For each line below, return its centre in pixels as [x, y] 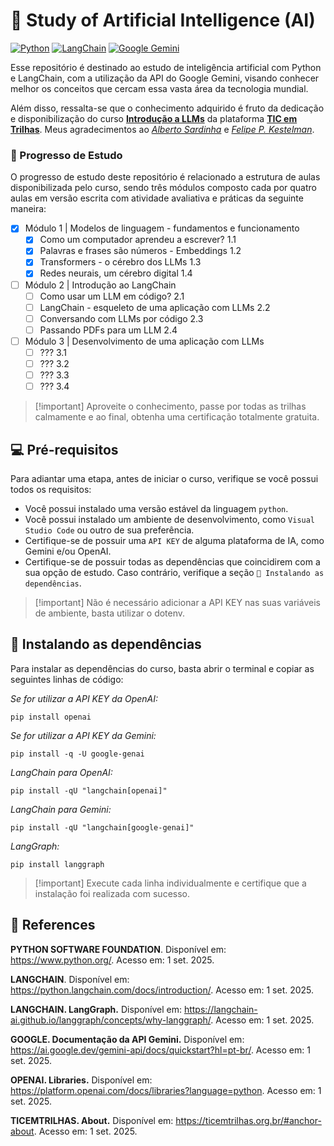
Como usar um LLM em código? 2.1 [112, 296]
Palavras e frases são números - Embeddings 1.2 [140, 251]
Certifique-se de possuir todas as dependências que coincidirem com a [172, 561]
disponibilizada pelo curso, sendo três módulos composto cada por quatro [163, 188]
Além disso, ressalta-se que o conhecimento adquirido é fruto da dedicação [167, 108]
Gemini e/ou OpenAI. [68, 551]
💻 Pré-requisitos [64, 449]
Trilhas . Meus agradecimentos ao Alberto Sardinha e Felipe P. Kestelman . [162, 129]
